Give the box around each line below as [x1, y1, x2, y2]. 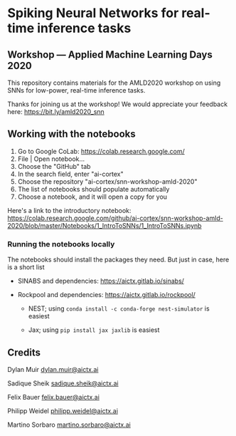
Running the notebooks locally [7, 239, 115, 249]
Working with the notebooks [7, 128, 136, 140]
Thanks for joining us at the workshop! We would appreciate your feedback [7, 100, 228, 108]
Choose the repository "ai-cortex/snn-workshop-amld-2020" [17, 177, 198, 186]
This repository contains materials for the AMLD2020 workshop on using [7, 78, 221, 87]
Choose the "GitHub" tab [17, 162, 91, 170]
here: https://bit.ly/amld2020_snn [7, 108, 104, 115]
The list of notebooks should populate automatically [17, 185, 170, 193]
